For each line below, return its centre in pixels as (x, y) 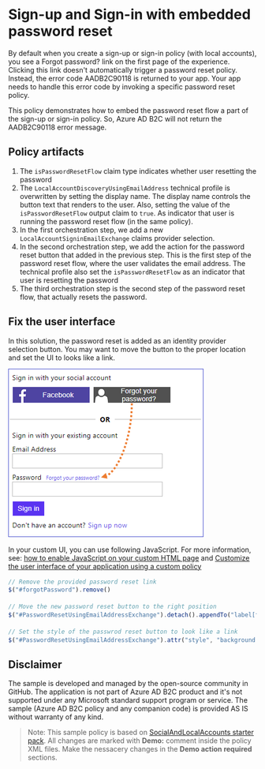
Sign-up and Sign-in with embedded (129, 15)
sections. (42, 758)
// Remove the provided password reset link (82, 582)
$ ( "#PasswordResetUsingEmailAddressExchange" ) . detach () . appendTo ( (119, 615)
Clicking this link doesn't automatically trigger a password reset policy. (123, 69)
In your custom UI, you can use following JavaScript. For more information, (130, 550)
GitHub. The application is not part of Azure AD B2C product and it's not (125, 692)
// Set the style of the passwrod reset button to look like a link (123, 632)
